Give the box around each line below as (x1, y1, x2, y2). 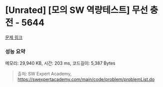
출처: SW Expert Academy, (17, 71, 72, 77)
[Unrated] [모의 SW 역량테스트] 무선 (5, 4, 148, 16)
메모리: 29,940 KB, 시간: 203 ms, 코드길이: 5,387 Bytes (5, 60, 116, 66)
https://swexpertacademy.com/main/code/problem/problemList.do (17, 77, 155, 83)
